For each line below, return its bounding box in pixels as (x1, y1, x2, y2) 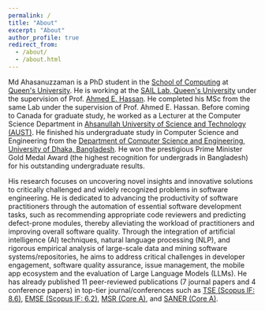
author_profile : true (8, 33, 80, 42)
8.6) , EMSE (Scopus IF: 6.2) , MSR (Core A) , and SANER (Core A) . (8, 294, 218, 303)
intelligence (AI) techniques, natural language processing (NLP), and (8, 234, 230, 245)
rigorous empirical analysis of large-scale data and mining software (8, 243, 228, 253)
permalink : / (8, 11, 51, 20)
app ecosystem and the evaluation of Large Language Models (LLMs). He (8, 268, 247, 278)
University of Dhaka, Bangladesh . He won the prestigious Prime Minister (8, 144, 243, 154)
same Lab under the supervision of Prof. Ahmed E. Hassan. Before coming (8, 102, 250, 111)
